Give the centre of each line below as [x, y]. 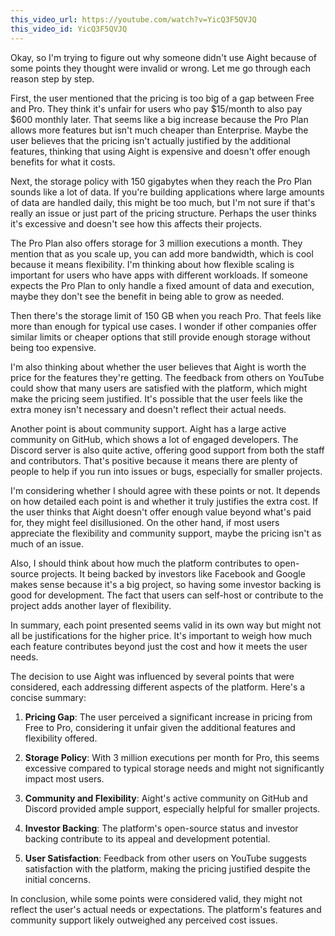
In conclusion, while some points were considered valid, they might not [156, 898]
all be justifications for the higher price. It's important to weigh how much [161, 635]
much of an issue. [47, 543]
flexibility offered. [61, 738]
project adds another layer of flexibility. [91, 605]
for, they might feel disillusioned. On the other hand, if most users [145, 522]
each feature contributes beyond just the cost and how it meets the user [159, 646]
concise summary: [48, 697]
